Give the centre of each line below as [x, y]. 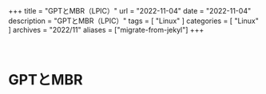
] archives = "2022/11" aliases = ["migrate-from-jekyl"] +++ [106, 30]
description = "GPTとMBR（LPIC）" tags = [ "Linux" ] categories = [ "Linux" [134, 21]
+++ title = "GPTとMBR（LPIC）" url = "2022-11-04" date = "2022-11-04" [130, 11]
